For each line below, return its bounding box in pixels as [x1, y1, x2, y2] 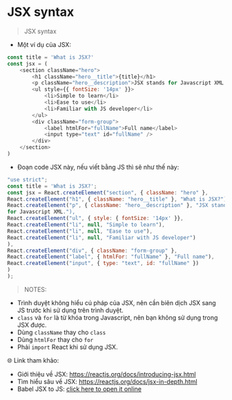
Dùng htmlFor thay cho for [17, 335, 94, 343]
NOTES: [23, 285, 47, 293]
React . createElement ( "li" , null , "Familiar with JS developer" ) [7, 234, 196, 241]
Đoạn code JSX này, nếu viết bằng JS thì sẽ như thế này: [17, 163, 180, 171]
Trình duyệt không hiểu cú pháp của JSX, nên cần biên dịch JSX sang [17, 298, 216, 307]
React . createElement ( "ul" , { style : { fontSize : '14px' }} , [7, 215, 184, 222]
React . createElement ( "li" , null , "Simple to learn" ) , [7, 221, 166, 228]
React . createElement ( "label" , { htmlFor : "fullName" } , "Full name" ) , [7, 253, 215, 260]
